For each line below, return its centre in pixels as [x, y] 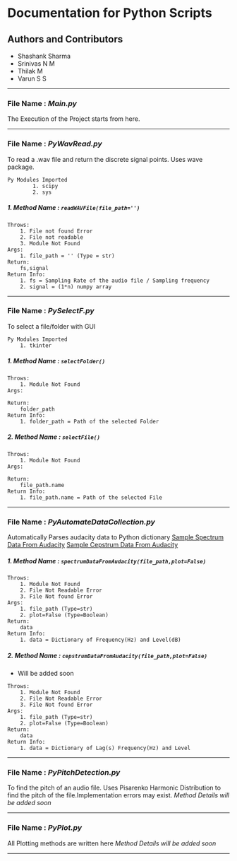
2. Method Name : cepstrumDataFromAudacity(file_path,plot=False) [108, 655]
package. [21, 167]
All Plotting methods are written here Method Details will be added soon [112, 843]
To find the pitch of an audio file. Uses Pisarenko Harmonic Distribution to [114, 788]
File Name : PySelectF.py [51, 311]
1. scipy [45, 186]
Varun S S [32, 78]
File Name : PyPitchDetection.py [64, 772]
